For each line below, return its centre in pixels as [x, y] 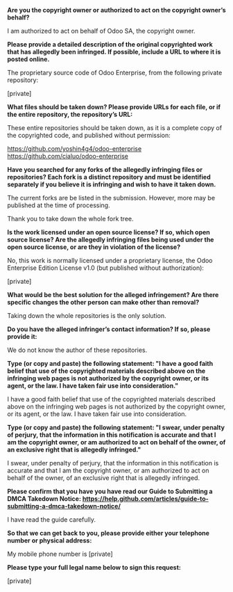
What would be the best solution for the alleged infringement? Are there [113, 295]
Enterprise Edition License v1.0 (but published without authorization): [106, 268]
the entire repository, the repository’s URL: [70, 114]
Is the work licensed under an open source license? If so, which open [109, 232]
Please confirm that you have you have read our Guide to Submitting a [110, 491]
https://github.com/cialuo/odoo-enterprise [68, 156]
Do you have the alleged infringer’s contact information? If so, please [109, 329]
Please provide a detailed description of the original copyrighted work [110, 44]
